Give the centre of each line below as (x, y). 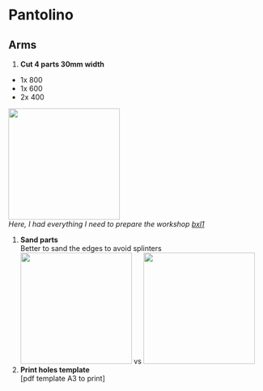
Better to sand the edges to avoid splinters (91, 248)
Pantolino (41, 15)
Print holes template (55, 370)
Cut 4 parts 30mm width (62, 64)
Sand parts (39, 240)
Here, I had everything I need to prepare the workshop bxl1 (106, 224)
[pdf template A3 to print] (62, 378)
